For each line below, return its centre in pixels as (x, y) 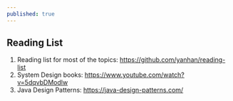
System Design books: (50, 75)
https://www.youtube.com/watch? (134, 75)
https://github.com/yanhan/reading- (172, 60)
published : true (31, 14)
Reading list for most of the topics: (67, 60)
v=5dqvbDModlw (42, 83)
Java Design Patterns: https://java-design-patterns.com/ (100, 90)
